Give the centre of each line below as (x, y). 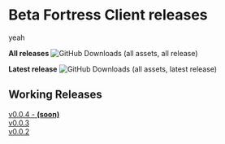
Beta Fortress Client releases (108, 15)
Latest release (33, 69)
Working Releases (56, 95)
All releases (29, 53)
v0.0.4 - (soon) (34, 114)
